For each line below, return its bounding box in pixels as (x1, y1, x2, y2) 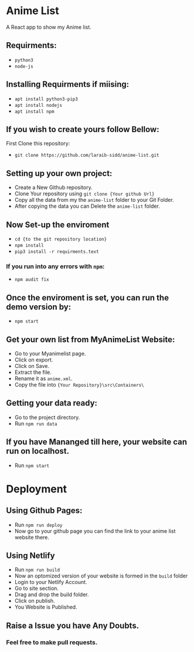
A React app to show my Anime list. (6, 23, 92, 31)
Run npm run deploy (14, 521, 63, 528)
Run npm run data (14, 420, 57, 427)
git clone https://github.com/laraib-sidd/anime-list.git (14, 153, 159, 158)
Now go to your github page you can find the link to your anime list (14, 527, 176, 535)
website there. (14, 533, 50, 540)
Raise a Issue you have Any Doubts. (6, 620, 139, 630)
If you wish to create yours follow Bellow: (6, 124, 159, 134)
